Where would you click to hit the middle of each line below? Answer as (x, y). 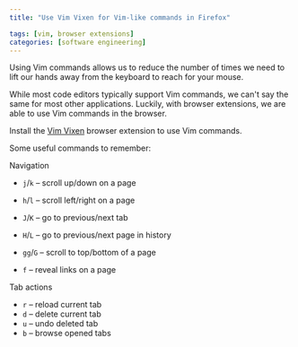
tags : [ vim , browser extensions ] (72, 34)
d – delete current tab (61, 314)
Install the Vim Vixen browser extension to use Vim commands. (126, 131)
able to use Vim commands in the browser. (88, 114)
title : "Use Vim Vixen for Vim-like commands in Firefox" (120, 17)
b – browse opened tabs (67, 334)
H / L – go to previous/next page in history (97, 235)
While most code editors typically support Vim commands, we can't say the (149, 94)
